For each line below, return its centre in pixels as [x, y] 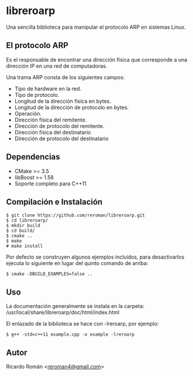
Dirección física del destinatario [53, 132]
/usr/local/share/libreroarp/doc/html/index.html [63, 313]
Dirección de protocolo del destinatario [62, 138]
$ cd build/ [20, 231]
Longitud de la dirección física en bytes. [63, 101]
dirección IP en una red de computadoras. [57, 66]
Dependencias [33, 157]
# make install [25, 246]
